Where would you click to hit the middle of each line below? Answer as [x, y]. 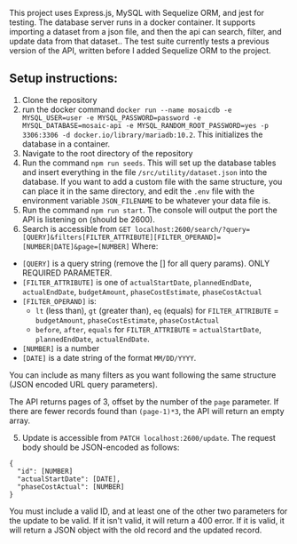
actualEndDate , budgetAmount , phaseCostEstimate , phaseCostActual [142, 292]
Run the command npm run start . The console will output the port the [149, 210]
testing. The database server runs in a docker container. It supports [132, 22]
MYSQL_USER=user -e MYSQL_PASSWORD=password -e [111, 118]
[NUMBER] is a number [61, 348]
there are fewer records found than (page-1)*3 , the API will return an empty [147, 411]
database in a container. [66, 144]
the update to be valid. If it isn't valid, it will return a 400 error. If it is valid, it [147, 520]
